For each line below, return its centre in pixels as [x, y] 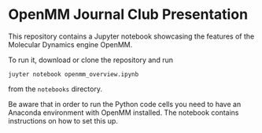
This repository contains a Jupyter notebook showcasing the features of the [131, 36]
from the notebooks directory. [55, 89]
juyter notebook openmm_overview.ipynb [74, 74]
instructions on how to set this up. [63, 120]
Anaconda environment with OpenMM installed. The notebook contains [124, 113]
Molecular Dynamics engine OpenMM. [70, 44]
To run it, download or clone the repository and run [90, 60]
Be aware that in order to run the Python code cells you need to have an [125, 104]
